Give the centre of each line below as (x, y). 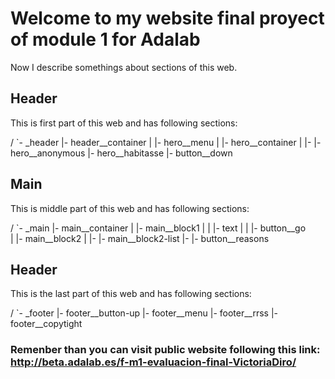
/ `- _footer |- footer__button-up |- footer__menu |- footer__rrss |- (144, 313)
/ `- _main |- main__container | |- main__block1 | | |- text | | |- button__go (158, 228)
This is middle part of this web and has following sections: (130, 208)
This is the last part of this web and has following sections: (131, 294)
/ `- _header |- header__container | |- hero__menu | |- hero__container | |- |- (166, 142)
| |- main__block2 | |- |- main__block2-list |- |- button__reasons (140, 238)
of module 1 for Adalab (105, 39)
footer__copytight (46, 324)
